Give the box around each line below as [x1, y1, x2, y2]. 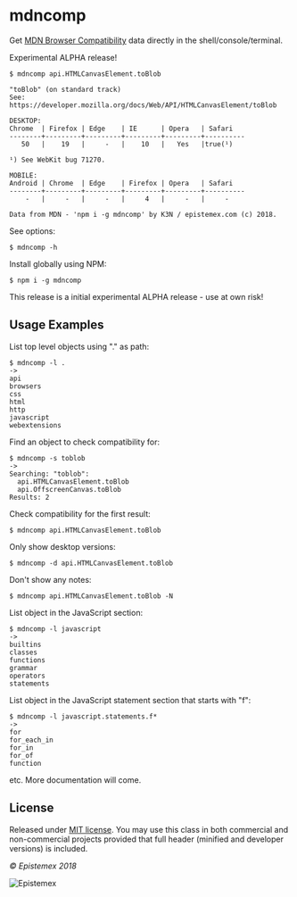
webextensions [9, 420, 62, 429]
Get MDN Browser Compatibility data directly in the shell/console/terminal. [9, 35, 284, 46]
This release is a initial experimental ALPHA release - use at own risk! [9, 291, 264, 302]
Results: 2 [9, 493, 50, 502]
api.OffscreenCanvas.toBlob [17, 485, 122, 494]
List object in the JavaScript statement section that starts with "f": [9, 694, 252, 705]
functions [9, 655, 46, 665]
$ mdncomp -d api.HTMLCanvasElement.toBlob [9, 559, 174, 568]
